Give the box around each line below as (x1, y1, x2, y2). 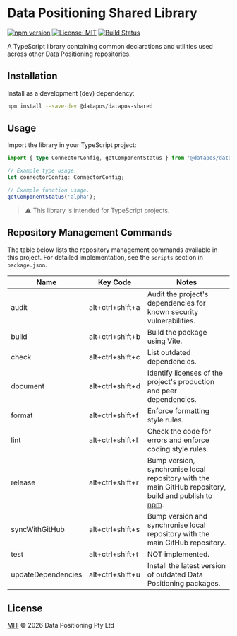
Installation (7, 70, 58, 82)
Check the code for (147, 426, 212, 436)
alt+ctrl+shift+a (89, 302, 140, 312)
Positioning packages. (147, 578, 221, 588)
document (11, 381, 45, 391)
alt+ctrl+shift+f (89, 410, 139, 420)
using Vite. (147, 336, 183, 346)
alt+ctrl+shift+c (89, 352, 140, 362)
